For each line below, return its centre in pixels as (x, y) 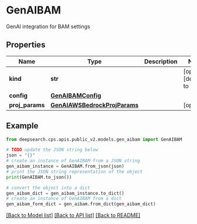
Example (22, 126)
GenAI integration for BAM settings (48, 26)
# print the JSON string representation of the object (74, 172)
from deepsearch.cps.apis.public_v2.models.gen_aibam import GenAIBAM (94, 139)
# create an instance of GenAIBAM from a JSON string (73, 161)
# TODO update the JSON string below (52, 150)
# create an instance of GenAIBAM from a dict (64, 199)
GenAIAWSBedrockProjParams (95, 105)
